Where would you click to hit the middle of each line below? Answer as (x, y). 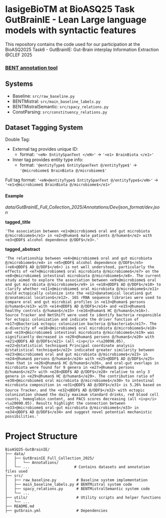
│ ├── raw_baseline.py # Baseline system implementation (77, 480)
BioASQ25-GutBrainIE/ (28, 449)
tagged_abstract (23, 249)
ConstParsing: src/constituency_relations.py (60, 112)
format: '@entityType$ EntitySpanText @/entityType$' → (79, 165)
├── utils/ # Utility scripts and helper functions (83, 498)
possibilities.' (22, 416)
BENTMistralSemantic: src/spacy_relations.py (60, 106)
